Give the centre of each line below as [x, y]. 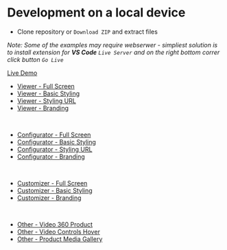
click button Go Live [35, 59]
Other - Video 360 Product [55, 224]
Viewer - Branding [43, 108]
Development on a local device [96, 13]
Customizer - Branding [49, 198]
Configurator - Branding [51, 157]
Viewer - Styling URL [47, 100]
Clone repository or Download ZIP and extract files [87, 32]
